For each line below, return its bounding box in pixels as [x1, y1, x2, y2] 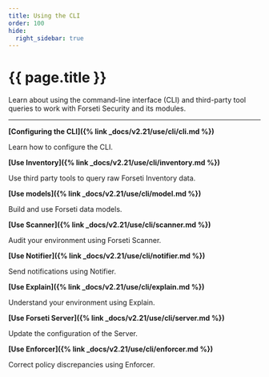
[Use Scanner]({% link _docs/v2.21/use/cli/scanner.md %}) [8, 220, 211, 229]
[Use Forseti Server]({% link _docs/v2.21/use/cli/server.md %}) [8, 314, 225, 323]
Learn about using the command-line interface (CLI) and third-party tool [8, 95, 247, 105]
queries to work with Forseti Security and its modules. [8, 103, 187, 113]
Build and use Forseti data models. [8, 205, 122, 214]
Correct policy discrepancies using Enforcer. [8, 360, 155, 370]
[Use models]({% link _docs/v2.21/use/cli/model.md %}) [8, 189, 202, 199]
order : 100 [8, 19, 45, 27]
